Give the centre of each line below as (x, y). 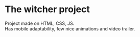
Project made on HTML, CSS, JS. (40, 23)
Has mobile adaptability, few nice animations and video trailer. (70, 28)
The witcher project (47, 9)
